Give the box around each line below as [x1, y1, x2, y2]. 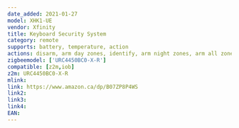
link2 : [7, 90, 27, 97]
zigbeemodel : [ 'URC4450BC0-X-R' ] [7, 57, 107, 64]
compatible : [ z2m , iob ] [7, 63, 75, 70]
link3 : [7, 97, 27, 104]
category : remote [7, 37, 59, 44]
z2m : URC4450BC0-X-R [7, 70, 69, 77]
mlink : [7, 76, 27, 84]
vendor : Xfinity [7, 23, 55, 31]
